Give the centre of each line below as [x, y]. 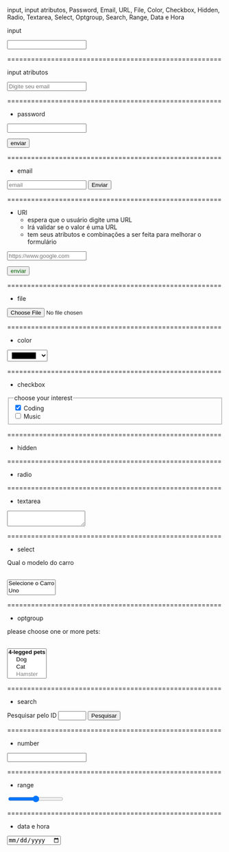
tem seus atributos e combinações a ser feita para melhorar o [114, 234]
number [28, 743]
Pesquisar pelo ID [32, 715]
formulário [42, 242]
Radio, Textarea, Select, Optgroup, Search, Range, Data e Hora [96, 17]
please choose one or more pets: [54, 631]
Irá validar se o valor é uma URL [72, 227]
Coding [34, 408]
